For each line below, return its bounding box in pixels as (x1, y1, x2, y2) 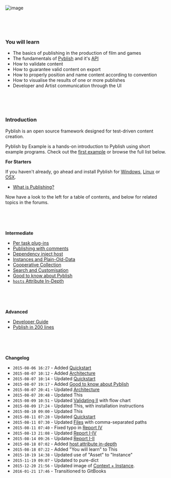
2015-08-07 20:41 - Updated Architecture (12, 386, 100, 393)
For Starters (5, 159, 32, 165)
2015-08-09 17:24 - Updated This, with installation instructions (12, 402, 144, 409)
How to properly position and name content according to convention (12, 72, 157, 78)
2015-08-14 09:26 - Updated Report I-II (12, 435, 95, 441)
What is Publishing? (12, 184, 55, 190)
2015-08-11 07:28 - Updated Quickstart (12, 414, 96, 420)
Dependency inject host (12, 251, 63, 257)
